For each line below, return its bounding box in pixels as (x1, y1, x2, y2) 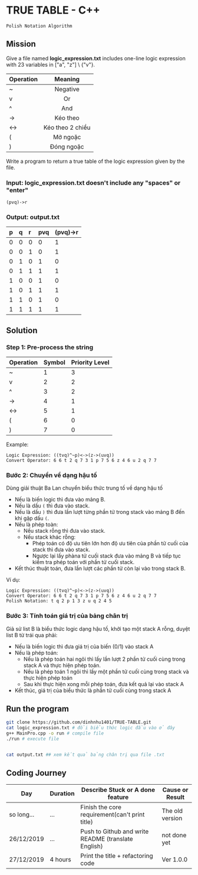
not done (161, 831, 187, 839)
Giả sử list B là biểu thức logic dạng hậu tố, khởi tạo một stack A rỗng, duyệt (6, 625, 190, 632)
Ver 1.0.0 (161, 855, 188, 863)
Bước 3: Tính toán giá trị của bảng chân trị (6, 612, 128, 620)
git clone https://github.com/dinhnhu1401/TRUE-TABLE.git (6, 719, 151, 726)
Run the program (6, 704, 70, 714)
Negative (54, 85, 80, 93)
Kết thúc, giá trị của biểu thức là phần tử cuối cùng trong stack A (14, 687, 171, 694)
